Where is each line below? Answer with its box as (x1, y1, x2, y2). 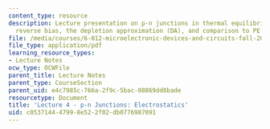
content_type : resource (8, 11, 88, 20)
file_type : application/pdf (8, 42, 103, 50)
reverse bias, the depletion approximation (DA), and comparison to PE (15, 26, 261, 34)
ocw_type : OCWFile (8, 64, 70, 72)
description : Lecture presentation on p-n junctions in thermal (8, 19, 228, 27)
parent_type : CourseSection (8, 79, 103, 87)
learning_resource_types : (8, 49, 95, 57)
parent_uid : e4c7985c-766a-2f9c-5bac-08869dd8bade (8, 86, 182, 95)
